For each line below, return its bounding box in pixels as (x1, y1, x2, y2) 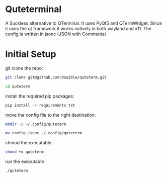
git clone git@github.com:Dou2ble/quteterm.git (5, 74, 107, 80)
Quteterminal (5, 4, 62, 15)
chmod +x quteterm (5, 149, 44, 154)
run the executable (5, 158, 44, 164)
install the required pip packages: (5, 93, 74, 99)
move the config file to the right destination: (5, 112, 96, 118)
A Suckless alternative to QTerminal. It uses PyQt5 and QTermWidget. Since (5, 20, 162, 26)
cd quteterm (5, 84, 30, 89)
